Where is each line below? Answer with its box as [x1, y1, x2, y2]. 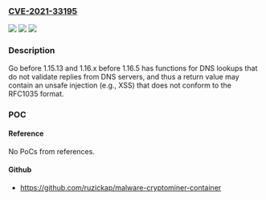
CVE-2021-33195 [8, 6, 78, 17]
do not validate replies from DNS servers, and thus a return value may [8, 71, 239, 81]
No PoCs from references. [8, 146, 95, 156]
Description [8, 45, 55, 56]
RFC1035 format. [8, 88, 64, 98]
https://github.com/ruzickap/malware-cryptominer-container [19, 182, 222, 192]
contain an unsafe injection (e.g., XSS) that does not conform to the [8, 80, 231, 90]
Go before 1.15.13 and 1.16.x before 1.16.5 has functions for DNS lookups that [8, 63, 258, 73]
